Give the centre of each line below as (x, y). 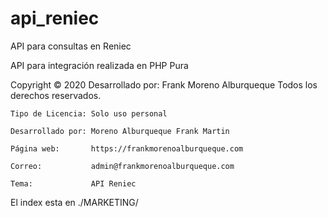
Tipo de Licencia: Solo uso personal (89, 113)
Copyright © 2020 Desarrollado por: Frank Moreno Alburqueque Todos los (164, 84)
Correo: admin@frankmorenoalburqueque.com (122, 166)
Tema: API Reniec (73, 183)
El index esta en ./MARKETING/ (74, 202)
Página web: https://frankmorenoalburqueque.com (127, 148)
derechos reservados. (56, 95)
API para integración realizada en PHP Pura (99, 65)
